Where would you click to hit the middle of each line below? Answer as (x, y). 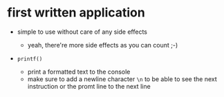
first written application (76, 13)
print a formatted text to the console (79, 72)
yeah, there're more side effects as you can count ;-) (103, 45)
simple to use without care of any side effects (82, 32)
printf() (30, 59)
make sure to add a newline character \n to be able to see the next (122, 79)
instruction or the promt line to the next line (89, 86)
